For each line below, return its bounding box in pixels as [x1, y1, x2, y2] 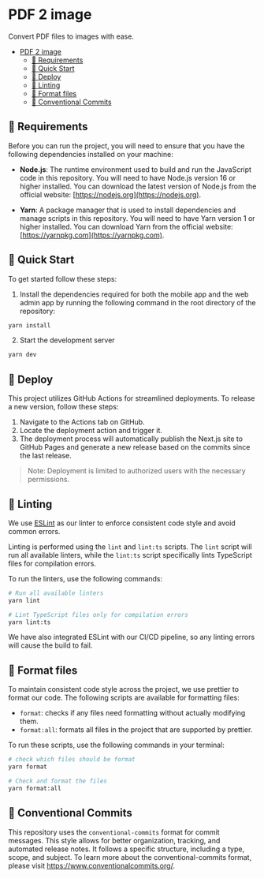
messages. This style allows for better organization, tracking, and [8, 835, 221, 845]
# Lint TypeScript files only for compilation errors [8, 611, 189, 618]
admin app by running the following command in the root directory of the [19, 297, 256, 307]
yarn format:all [8, 784, 61, 792]
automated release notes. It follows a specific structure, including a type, [8, 844, 245, 854]
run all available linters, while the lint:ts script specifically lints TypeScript [8, 550, 252, 559]
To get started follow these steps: [8, 274, 117, 283]
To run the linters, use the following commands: [8, 574, 163, 583]
